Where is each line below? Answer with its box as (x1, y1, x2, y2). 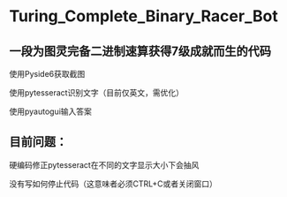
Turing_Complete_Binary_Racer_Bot (9, 6, 278, 27)
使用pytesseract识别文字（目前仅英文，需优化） (9, 87, 184, 98)
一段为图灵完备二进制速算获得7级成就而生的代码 (9, 43, 272, 58)
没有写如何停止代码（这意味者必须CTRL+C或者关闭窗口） (9, 178, 218, 189)
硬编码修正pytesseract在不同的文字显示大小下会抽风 (9, 159, 200, 170)
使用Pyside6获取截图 (9, 69, 86, 79)
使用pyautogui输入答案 (9, 106, 93, 117)
